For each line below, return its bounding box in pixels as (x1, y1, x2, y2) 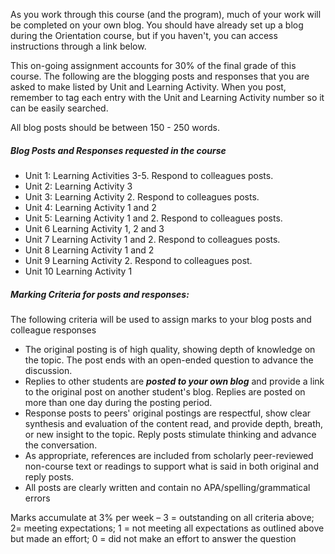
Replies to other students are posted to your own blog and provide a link (24, 375, 325, 387)
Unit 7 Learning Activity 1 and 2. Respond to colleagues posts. (24, 233, 281, 245)
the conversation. (24, 439, 98, 451)
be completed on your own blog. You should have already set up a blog (10, 19, 304, 31)
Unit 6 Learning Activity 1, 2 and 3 (24, 222, 165, 234)
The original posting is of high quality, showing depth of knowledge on (24, 343, 316, 355)
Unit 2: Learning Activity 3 (24, 180, 133, 192)
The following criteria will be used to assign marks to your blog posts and (10, 313, 312, 325)
